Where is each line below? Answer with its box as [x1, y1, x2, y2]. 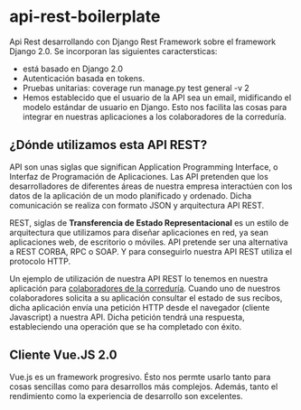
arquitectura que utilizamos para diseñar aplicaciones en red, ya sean [9, 227, 269, 238]
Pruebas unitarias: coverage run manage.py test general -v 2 [22, 82, 250, 93]
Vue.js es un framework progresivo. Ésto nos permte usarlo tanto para [9, 371, 271, 382]
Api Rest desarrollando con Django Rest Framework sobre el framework [9, 36, 277, 47]
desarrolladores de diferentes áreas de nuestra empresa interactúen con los [9, 181, 293, 191]
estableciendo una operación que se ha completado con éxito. [9, 321, 242, 331]
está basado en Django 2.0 [22, 63, 124, 74]
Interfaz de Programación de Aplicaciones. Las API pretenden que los [9, 171, 268, 182]
